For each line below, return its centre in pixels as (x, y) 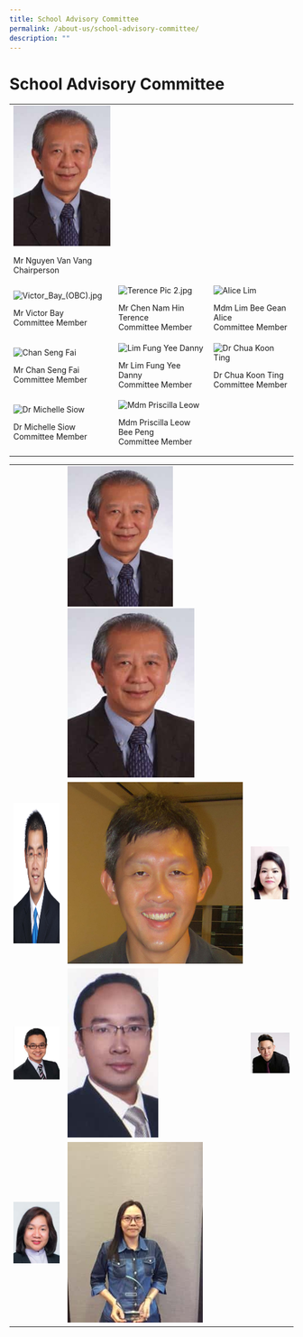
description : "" (40, 38)
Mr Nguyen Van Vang (53, 261)
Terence (133, 318)
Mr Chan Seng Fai (46, 370)
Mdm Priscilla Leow (155, 422)
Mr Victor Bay (39, 312)
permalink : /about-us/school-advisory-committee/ (105, 28)
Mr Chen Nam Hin (151, 308)
